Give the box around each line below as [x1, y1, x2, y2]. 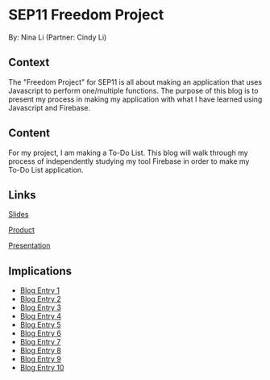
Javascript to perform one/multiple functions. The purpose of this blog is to [8, 86, 259, 95]
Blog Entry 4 [19, 311, 62, 321]
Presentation [8, 240, 51, 251]
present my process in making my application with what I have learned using [8, 94, 263, 104]
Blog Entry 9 [19, 354, 62, 364]
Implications [8, 264, 73, 278]
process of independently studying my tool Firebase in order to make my [8, 156, 250, 166]
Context [8, 56, 50, 69]
